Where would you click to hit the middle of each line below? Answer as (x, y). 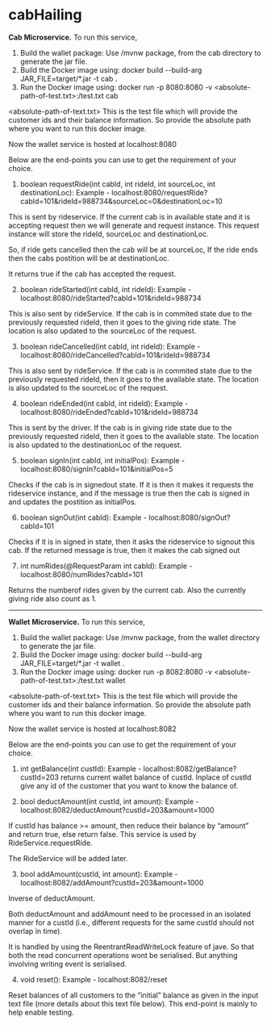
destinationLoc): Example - (65, 192)
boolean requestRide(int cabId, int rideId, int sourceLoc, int (118, 184)
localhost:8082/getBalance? (190, 768)
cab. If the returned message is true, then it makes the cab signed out (124, 550)
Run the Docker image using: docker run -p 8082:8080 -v (116, 671)
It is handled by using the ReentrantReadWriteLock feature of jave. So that (131, 947)
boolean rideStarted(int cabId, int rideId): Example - (106, 289)
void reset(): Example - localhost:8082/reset (94, 979)
